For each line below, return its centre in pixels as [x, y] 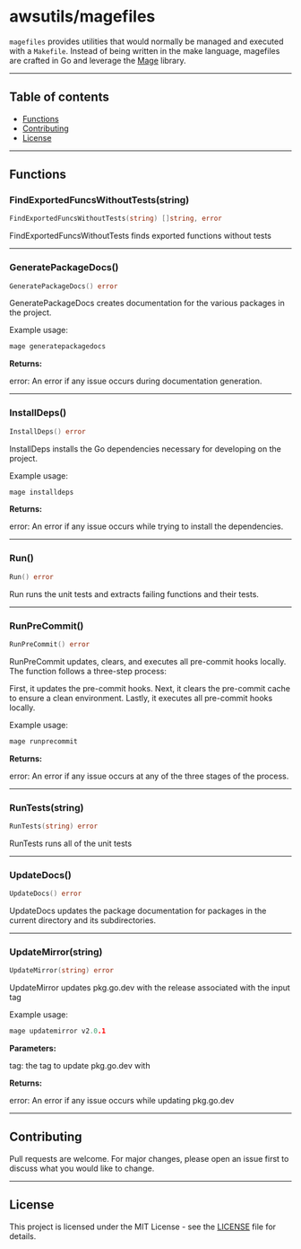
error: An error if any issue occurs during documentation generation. [136, 381]
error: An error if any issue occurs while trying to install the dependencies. [146, 526]
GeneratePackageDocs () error [64, 286]
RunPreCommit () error [50, 644]
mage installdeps [42, 492]
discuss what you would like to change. [82, 1168]
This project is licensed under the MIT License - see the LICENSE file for [142, 1227]
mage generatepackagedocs [57, 347]
